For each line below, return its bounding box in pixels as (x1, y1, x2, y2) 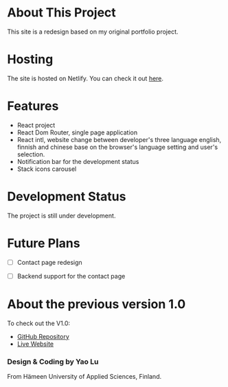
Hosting (7, 51, 54, 67)
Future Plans (7, 235, 80, 251)
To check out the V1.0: (7, 319, 71, 327)
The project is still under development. (7, 211, 116, 220)
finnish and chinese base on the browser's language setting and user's (16, 143, 218, 151)
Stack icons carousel (16, 165, 77, 173)
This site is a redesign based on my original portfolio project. (7, 27, 179, 36)
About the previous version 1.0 (7, 296, 186, 312)
